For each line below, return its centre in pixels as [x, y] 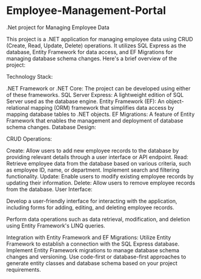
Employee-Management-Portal [86, 11]
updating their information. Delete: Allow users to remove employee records [101, 183]
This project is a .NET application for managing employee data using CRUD [100, 39]
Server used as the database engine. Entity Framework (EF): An [85, 101]
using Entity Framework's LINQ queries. [56, 226]
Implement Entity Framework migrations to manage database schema [93, 250]
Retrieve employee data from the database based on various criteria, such [99, 163]
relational [18, 107]
